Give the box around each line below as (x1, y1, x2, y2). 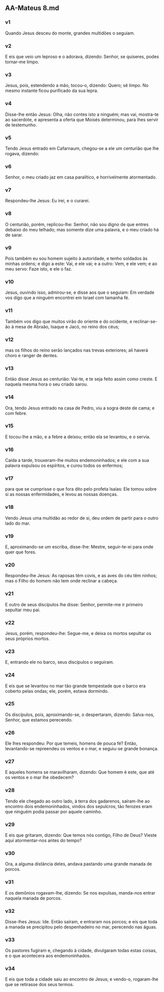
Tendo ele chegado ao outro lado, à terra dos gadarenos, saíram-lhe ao (5, 798, 150, 804)
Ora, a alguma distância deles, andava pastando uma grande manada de (5, 861, 152, 867)
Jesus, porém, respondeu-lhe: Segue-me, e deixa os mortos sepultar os (5, 630, 152, 636)
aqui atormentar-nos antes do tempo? (5, 838, 82, 843)
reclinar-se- (133, 318, 158, 324)
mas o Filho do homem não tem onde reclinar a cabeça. (5, 578, 118, 584)
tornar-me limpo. (5, 59, 39, 65)
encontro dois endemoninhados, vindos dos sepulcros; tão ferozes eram (5, 803, 153, 809)
